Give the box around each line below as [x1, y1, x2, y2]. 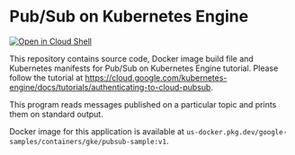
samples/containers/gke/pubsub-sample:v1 [9, 137, 167, 146]
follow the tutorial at [9, 72, 84, 82]
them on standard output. [9, 108, 103, 119]
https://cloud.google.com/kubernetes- [85, 72, 228, 82]
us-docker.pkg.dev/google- [185, 127, 288, 136]
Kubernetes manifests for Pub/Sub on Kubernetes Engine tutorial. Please [9, 63, 279, 73]
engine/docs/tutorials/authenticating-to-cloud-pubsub [9, 82, 211, 92]
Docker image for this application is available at [9, 125, 184, 136]
